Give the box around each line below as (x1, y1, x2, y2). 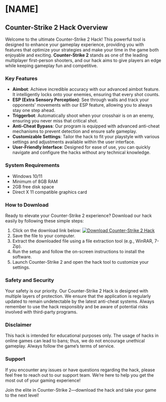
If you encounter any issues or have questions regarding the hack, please (5, 367, 155, 373)
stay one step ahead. (12, 108, 55, 114)
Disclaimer (5, 321, 32, 328)
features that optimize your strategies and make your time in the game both (5, 47, 159, 53)
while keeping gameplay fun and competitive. (5, 63, 98, 68)
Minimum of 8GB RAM (12, 178, 58, 184)
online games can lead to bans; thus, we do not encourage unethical (5, 338, 145, 344)
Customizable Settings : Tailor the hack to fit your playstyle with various (12, 134, 160, 140)
